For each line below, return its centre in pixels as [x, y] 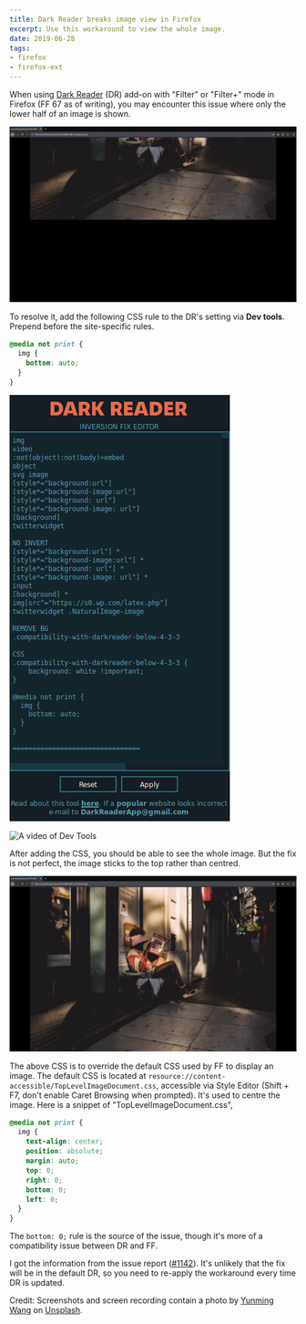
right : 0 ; [45, 1180]
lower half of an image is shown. [70, 114]
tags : [20, 48]
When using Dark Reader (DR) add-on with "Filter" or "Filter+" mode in [142, 94]
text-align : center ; [65, 1142]
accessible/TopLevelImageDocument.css [83, 1086]
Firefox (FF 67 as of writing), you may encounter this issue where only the [148, 104]
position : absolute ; [65, 1152]
